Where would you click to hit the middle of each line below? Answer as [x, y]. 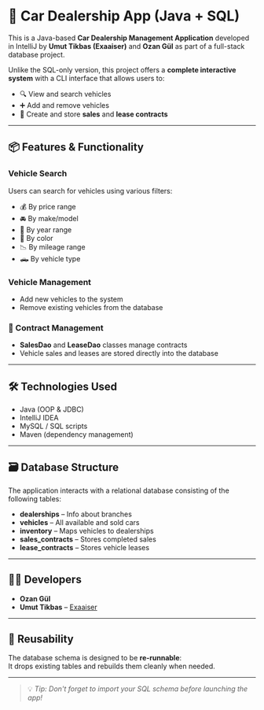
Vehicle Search [38, 174]
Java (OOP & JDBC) [51, 409]
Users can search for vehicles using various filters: [90, 190]
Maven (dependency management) [76, 435]
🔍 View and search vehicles [65, 94]
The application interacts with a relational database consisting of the [119, 490]
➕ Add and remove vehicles [64, 105]
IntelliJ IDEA [39, 418]
